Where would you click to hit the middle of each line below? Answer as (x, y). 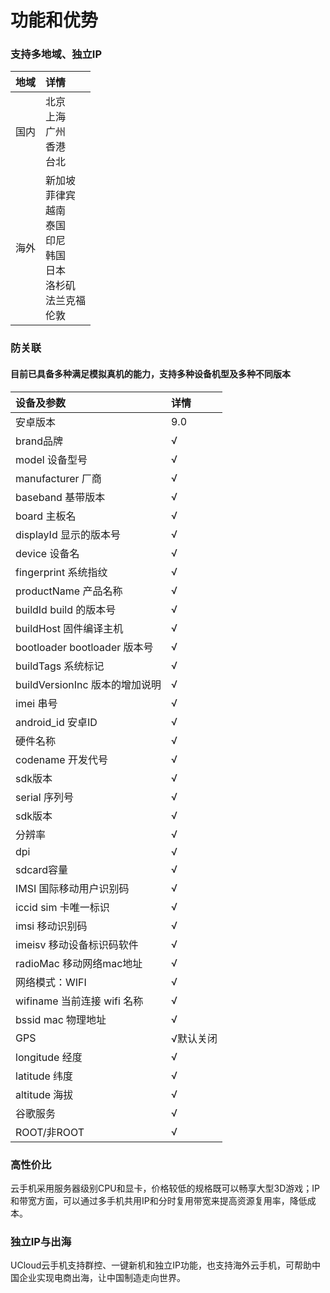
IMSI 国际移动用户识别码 (72, 888)
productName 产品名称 (69, 591)
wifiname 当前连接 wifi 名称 (79, 1001)
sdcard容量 (42, 869)
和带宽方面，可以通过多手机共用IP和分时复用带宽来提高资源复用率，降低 (159, 1200)
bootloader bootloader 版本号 (84, 647)
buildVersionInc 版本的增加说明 (88, 684)
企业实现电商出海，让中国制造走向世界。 (102, 1278)
